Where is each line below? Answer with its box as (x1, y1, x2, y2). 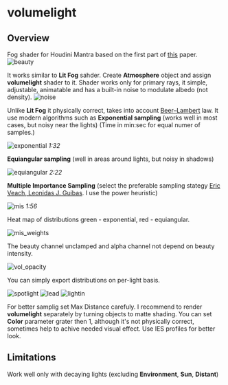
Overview (7, 32, 50, 44)
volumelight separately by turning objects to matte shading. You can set (7, 310, 212, 318)
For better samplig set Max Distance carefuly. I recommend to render (7, 302, 203, 311)
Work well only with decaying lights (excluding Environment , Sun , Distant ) (7, 370, 219, 378)
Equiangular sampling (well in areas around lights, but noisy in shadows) (7, 155, 214, 163)
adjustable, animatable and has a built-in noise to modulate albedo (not (7, 86, 208, 93)
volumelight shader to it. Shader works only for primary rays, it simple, (7, 78, 208, 87)
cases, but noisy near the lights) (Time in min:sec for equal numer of (7, 121, 201, 129)
